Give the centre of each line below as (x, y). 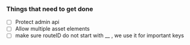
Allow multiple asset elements (52, 29)
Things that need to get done (50, 9)
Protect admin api (37, 22)
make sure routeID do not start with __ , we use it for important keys (99, 35)
